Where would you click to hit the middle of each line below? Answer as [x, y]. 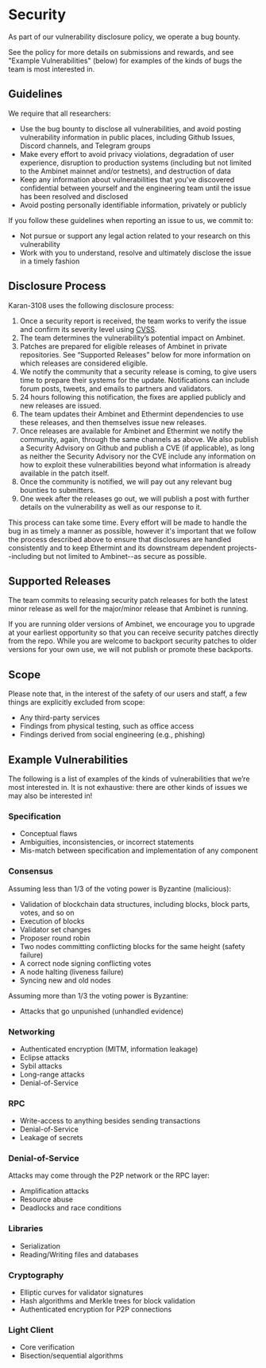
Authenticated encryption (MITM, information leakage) [109, 1049]
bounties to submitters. [58, 490]
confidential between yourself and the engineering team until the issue [135, 188]
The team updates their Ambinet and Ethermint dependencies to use [131, 414]
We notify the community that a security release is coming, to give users [138, 371]
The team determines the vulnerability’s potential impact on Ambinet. [132, 338]
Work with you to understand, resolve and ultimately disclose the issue [135, 252]
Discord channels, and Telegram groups [85, 146]
